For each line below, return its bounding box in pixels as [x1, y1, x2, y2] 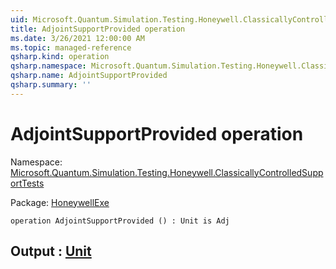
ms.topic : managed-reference [10, 42, 132, 53]
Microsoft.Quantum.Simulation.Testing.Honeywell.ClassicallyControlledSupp [10, 166, 324, 178]
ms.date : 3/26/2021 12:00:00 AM [10, 33, 145, 43]
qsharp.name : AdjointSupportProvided [10, 71, 168, 81]
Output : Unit [10, 243, 92, 260]
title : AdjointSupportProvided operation [10, 24, 186, 34]
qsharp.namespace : [10, 61, 87, 71]
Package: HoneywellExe [10, 196, 110, 208]
